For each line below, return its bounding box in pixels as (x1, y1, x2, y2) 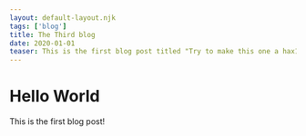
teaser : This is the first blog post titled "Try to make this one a (9, 47, 280, 56)
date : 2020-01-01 (9, 38, 76, 48)
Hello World (9, 86, 100, 107)
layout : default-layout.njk (9, 13, 117, 23)
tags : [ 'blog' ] (9, 22, 67, 31)
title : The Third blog (9, 30, 96, 39)
